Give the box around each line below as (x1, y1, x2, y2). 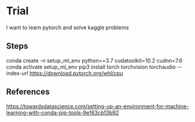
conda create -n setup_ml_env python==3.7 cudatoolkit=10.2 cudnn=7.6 (6, 57, 183, 64)
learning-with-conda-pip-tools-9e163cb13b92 (6, 109, 119, 116)
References (6, 87, 50, 97)
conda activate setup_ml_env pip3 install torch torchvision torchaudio (6, 63, 176, 70)
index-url (6, 70, 29, 77)
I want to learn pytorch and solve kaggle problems (6, 24, 129, 31)
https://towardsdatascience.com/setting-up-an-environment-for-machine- (6, 102, 189, 110)
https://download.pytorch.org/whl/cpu (29, 70, 123, 77)
